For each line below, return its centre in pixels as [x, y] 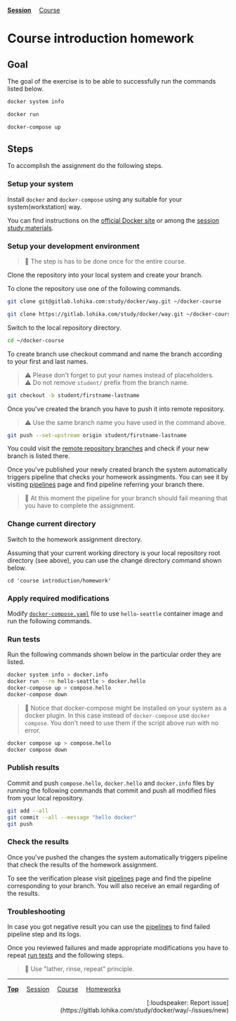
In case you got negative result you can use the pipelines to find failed [109, 927]
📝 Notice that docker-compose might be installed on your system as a [125, 708]
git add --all [28, 811]
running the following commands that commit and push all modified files [112, 791]
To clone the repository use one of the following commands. [94, 289]
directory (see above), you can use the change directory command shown [114, 560]
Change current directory [52, 524]
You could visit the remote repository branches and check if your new [108, 448]
